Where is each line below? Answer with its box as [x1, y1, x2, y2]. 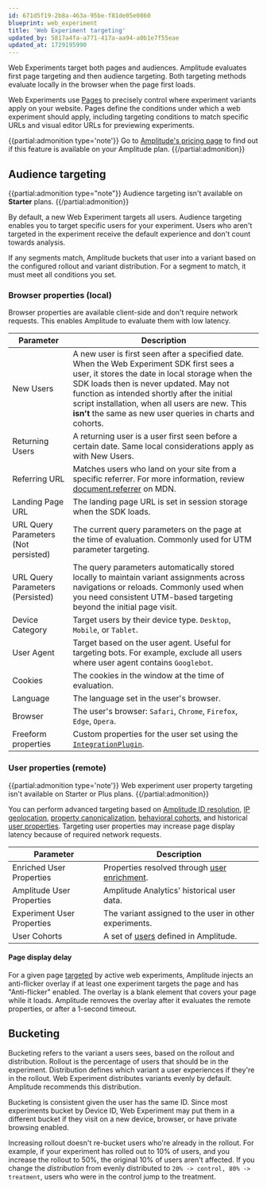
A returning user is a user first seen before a [72, 430, 238, 442]
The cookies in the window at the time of [72, 670, 225, 681]
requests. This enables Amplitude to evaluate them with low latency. [8, 316, 231, 326]
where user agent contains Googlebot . [72, 657, 214, 668]
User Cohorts [12, 930, 63, 941]
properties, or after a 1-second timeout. [8, 1004, 137, 1013]
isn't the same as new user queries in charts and [72, 408, 255, 419]
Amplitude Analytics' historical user [103, 885, 236, 896]
